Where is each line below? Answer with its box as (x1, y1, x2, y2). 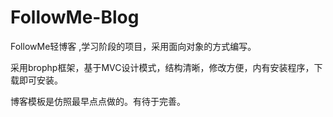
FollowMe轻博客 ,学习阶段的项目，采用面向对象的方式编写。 (10, 40, 257, 52)
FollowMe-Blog (10, 6, 140, 29)
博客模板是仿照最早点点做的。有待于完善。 (10, 95, 186, 107)
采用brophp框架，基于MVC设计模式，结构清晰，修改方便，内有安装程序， (10, 61, 315, 73)
